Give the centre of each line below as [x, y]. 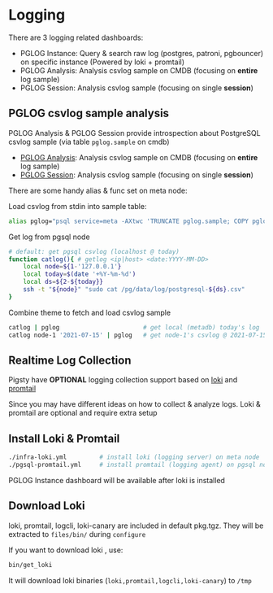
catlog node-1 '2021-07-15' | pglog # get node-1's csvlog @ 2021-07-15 [138, 335]
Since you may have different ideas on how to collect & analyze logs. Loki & [135, 404]
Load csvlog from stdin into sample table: [78, 206]
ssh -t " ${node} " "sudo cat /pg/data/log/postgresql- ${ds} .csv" [134, 290]
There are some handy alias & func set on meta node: [98, 190]
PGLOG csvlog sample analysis [89, 113]
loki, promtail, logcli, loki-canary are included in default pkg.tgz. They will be [136, 525]
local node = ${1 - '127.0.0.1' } [72, 267]
